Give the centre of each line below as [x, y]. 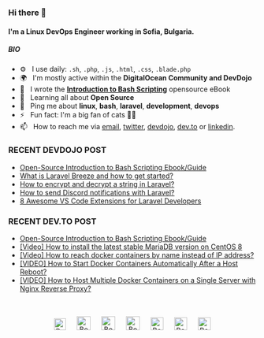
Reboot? [33, 272]
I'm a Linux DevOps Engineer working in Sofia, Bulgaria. [101, 32]
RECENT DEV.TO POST [52, 221]
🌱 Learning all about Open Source [77, 98]
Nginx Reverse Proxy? [56, 289]
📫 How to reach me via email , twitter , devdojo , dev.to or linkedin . [127, 127]
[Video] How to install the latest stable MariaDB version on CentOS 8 [131, 247]
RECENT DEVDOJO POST [58, 150]
